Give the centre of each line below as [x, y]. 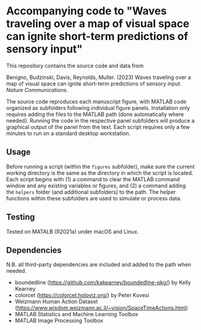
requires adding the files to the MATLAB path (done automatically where [95, 114]
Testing [21, 217]
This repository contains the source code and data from [75, 65]
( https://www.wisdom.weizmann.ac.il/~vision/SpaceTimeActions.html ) [101, 308]
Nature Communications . [37, 90]
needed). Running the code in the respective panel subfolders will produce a [100, 120]
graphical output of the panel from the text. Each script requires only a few [98, 127]
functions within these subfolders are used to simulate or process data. [94, 198]
